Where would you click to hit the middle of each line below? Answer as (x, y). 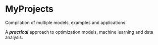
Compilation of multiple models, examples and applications (65, 22)
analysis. (14, 37)
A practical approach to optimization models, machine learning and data (79, 32)
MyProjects (29, 9)
